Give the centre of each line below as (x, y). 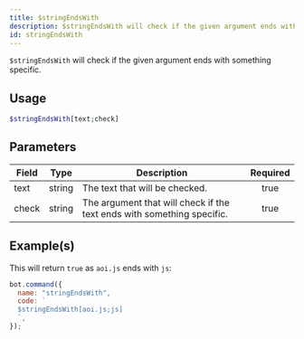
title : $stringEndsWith (54, 18)
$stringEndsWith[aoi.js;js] (71, 310)
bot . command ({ (36, 284)
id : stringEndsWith (46, 34)
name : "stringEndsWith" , (64, 293)
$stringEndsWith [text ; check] (64, 119)
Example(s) (42, 246)
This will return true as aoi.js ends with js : (90, 268)
